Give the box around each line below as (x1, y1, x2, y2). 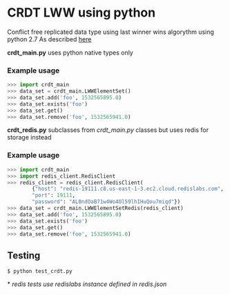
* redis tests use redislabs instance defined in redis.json (7, 280, 167, 288)
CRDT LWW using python (7, 5, 156, 21)
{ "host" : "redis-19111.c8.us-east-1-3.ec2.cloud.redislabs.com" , (32, 185, 224, 193)
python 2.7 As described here (7, 35, 92, 43)
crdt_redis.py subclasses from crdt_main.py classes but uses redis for (7, 126, 209, 134)
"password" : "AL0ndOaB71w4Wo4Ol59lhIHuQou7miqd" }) (32, 198, 181, 205)
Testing (7, 249, 41, 261)
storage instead (7, 133, 52, 142)
